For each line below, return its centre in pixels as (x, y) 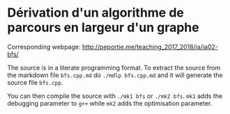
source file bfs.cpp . (35, 82)
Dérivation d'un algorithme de (96, 13)
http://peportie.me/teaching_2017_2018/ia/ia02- (150, 47)
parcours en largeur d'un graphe (103, 27)
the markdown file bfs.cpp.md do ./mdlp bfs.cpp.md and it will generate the (115, 75)
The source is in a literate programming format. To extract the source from (114, 67)
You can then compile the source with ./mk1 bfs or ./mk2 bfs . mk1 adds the (115, 96)
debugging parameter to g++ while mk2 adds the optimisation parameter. (110, 103)
